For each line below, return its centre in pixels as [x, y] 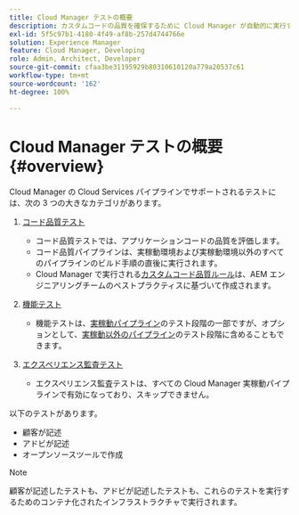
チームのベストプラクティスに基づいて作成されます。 [179, 285]
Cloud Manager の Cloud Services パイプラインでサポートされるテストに [143, 192]
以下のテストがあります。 [56, 413]
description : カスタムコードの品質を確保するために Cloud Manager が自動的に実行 [148, 26]
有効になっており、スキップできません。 [140, 395]
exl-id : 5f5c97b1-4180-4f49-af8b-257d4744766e [97, 34]
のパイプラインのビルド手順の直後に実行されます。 [129, 263]
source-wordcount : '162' [55, 84]
